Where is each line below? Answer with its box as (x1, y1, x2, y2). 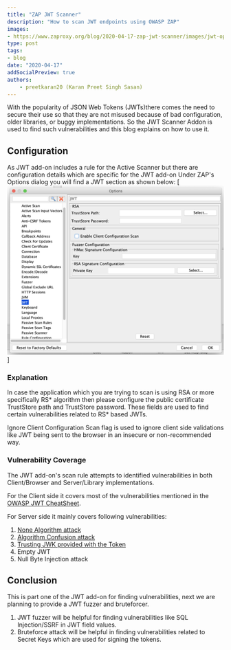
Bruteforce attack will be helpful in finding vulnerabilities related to (16, 628, 206, 636)
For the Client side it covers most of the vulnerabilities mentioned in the (7, 491, 210, 500)
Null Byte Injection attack (16, 554, 88, 563)
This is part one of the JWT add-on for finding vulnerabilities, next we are (7, 593, 215, 601)
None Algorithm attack (16, 526, 81, 534)
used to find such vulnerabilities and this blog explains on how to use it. (7, 125, 210, 133)
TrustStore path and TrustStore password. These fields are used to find (7, 403, 209, 412)
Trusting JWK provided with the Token (16, 540, 126, 548)
